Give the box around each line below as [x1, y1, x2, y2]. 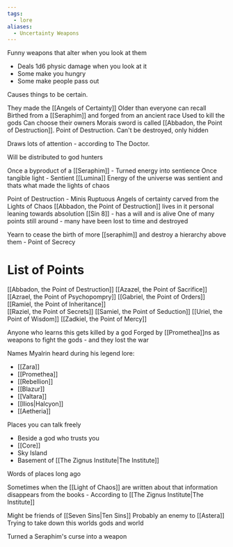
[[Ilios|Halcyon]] [17, 399, 64, 408]
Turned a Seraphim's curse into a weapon [7, 532, 127, 541]
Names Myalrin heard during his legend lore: [7, 349, 135, 358]
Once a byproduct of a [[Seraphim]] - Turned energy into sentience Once [7, 166, 217, 175]
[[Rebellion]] [17, 377, 54, 386]
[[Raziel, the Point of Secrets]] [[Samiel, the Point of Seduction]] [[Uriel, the [7, 308, 223, 316]
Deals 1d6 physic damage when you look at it [17, 62, 147, 70]
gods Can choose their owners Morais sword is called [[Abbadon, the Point [7, 119, 223, 127]
